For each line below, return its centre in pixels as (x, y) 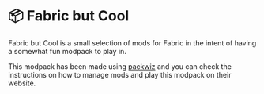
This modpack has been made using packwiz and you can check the (120, 66)
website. (22, 83)
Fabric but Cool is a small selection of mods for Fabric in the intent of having (132, 43)
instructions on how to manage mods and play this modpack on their (120, 74)
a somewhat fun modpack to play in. (67, 51)
